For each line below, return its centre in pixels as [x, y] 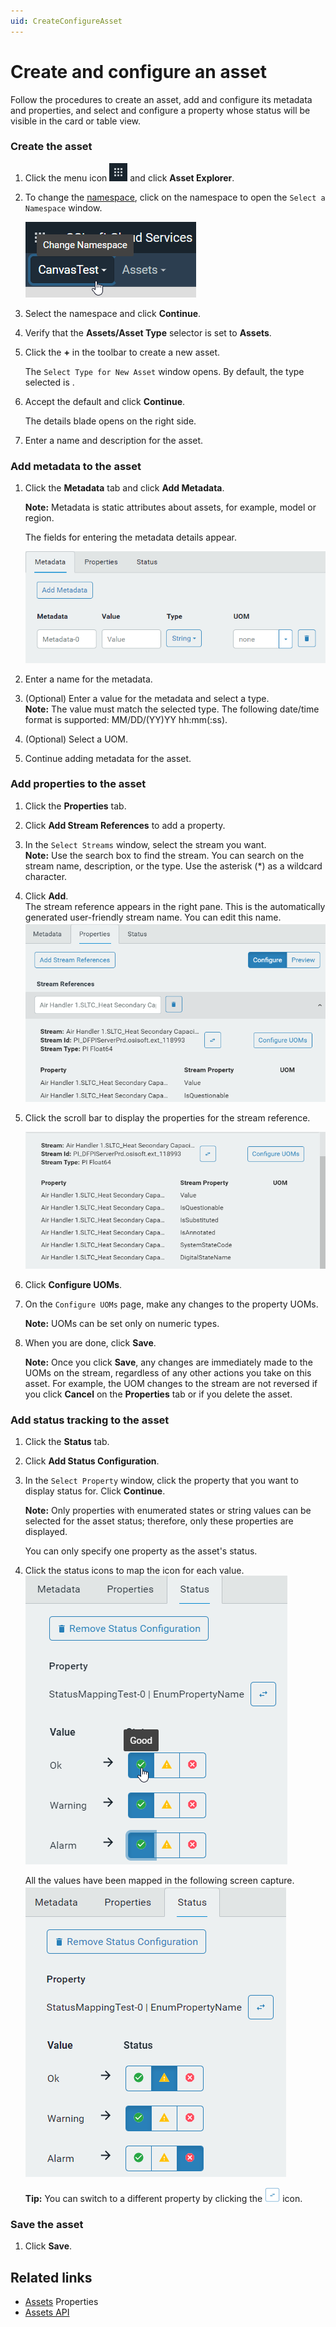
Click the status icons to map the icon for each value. [134, 1571]
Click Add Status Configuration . [92, 1461]
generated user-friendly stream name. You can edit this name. [153, 917]
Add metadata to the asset [76, 466]
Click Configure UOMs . [73, 1284]
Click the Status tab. [67, 1442]
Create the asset [51, 147]
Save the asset [47, 2225]
